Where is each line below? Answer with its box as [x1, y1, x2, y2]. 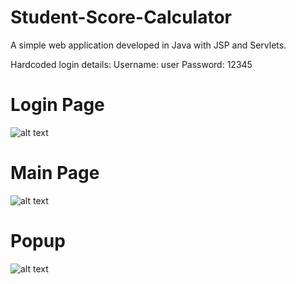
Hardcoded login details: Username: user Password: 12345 [10, 58, 253, 70]
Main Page [10, 162, 100, 185]
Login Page [10, 94, 105, 116]
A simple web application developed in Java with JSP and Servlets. [10, 39, 287, 51]
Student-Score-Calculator [10, 6, 233, 29]
